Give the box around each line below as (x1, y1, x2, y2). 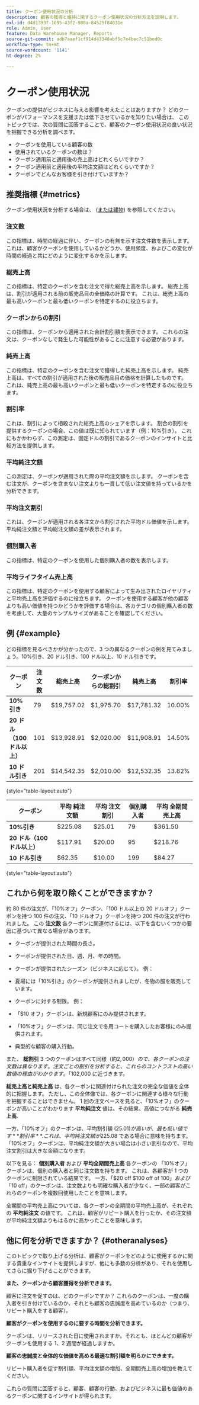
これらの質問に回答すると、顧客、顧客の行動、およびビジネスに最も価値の (6, 1385, 188, 1392)
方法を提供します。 (11, 442, 58, 449)
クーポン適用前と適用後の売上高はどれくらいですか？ (14, 155, 145, 163)
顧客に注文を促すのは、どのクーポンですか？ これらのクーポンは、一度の (6, 1292, 184, 1300)
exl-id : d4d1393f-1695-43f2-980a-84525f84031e (6, 20, 123, 25)
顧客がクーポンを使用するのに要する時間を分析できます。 (6, 1320, 146, 1327)
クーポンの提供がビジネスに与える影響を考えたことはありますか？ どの (6, 106, 179, 113)
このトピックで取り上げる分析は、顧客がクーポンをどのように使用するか (6, 1252, 182, 1259)
